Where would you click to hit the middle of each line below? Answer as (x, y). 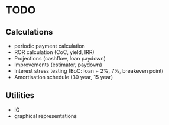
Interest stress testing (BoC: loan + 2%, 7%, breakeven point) (89, 71)
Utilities (20, 95)
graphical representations (45, 116)
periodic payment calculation (49, 46)
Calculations (29, 32)
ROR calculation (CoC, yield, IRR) (54, 52)
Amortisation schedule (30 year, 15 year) (64, 77)
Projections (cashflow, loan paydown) (60, 58)
